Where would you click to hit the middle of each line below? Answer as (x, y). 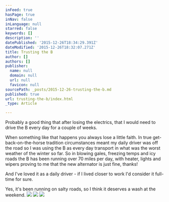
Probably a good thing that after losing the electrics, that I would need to (80, 122)
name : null (21, 71)
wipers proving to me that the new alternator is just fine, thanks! (71, 164)
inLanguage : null (23, 24)
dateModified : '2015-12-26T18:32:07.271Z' (50, 47)
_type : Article (21, 104)
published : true (22, 94)
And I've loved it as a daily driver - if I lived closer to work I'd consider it (80, 174)
